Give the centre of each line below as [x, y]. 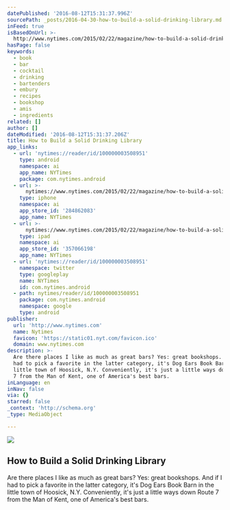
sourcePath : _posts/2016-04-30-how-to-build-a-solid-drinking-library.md [115, 20]
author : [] [23, 128]
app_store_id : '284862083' [58, 211]
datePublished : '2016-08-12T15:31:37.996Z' [70, 13]
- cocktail [29, 71]
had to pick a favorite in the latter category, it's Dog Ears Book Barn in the [111, 485]
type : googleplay [44, 275]
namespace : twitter [47, 268]
